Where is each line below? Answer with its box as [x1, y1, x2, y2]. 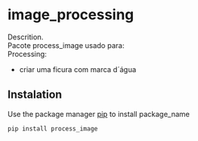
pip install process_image [7, 124, 98, 133]
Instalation [7, 88, 62, 102]
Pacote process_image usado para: [7, 40, 125, 50]
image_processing [7, 6, 134, 24]
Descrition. [7, 32, 44, 42]
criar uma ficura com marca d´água [19, 64, 137, 74]
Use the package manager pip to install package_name [7, 109, 190, 119]
